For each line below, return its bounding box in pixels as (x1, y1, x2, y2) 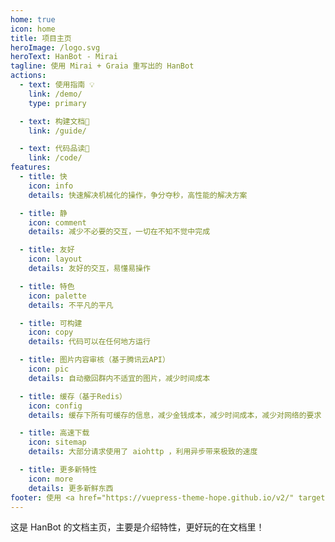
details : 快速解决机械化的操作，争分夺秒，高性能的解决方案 (28, 190, 248, 200)
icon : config (28, 401, 83, 411)
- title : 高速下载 (19, 428, 90, 438)
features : (10, 162, 52, 173)
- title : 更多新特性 (19, 465, 98, 475)
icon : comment (28, 217, 87, 228)
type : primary (28, 98, 87, 108)
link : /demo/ (28, 89, 83, 99)
